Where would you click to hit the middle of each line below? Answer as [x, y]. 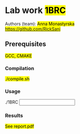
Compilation [20, 68]
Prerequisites [26, 44]
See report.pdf [20, 126]
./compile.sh [17, 79]
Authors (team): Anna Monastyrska [40, 24]
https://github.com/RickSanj [33, 29]
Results [14, 116]
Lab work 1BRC [35, 10]
